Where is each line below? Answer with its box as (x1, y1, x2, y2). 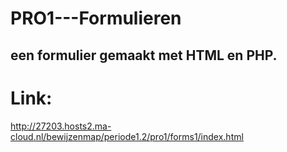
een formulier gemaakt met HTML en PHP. (10, 47, 278, 64)
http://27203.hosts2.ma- (10, 120, 112, 132)
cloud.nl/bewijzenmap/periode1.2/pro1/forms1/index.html (10, 130, 244, 142)
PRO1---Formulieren (10, 7, 182, 30)
